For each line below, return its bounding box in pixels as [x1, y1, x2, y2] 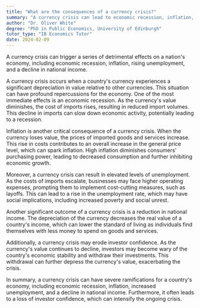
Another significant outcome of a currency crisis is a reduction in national [6, 208, 187, 215]
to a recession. [6, 116, 43, 123]
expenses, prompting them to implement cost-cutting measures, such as [6, 184, 186, 191]
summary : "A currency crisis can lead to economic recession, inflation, [6, 14, 195, 20]
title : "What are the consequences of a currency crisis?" [6, 8, 157, 15]
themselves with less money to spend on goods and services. [6, 228, 159, 234]
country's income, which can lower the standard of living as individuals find [6, 221, 193, 228]
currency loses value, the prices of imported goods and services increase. [6, 134, 190, 141]
